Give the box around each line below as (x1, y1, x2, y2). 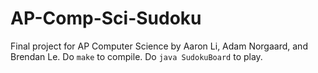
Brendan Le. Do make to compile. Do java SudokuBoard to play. (10, 50, 263, 62)
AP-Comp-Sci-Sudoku (10, 7, 202, 30)
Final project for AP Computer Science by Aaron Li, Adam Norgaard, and (10, 40, 308, 52)
